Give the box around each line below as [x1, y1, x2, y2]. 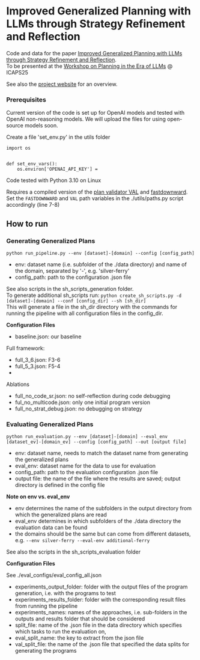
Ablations [6, 380, 30, 388]
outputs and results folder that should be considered [14, 615, 145, 623]
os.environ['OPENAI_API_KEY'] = [17, 167, 98, 173]
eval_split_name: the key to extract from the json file [14, 634, 144, 641]
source [6, 122, 24, 129]
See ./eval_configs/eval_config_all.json [6, 572, 102, 579]
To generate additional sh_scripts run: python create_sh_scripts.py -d [6, 292, 182, 299]
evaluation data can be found [14, 524, 88, 531]
